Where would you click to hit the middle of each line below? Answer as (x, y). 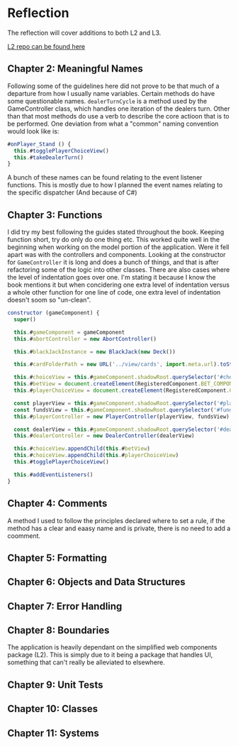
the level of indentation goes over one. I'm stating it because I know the (112, 278)
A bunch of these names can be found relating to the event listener (105, 177)
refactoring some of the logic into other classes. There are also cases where (119, 270)
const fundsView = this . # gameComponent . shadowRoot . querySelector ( (114, 410)
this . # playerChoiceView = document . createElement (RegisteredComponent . (122, 391)
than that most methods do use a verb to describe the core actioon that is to (119, 116)
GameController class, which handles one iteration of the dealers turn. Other (119, 109)
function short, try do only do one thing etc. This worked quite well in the (114, 240)
